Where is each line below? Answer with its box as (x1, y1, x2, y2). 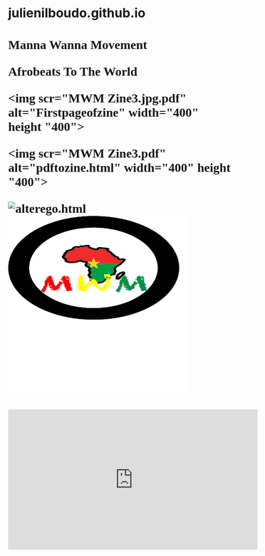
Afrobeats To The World (8, 64, 138, 79)
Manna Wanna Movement (8, 38, 148, 53)
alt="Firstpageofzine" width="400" (8, 105, 199, 120)
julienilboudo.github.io (8, 5, 146, 21)
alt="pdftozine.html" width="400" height (8, 160, 231, 175)
